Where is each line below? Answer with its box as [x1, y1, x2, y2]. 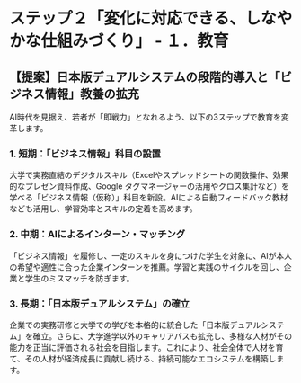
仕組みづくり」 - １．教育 [40, 31, 229, 51]
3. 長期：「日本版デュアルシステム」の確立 [9, 298, 190, 310]
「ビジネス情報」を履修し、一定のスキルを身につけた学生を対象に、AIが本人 [9, 250, 292, 261]
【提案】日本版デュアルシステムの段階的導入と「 [9, 69, 280, 85]
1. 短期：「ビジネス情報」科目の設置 [9, 147, 162, 160]
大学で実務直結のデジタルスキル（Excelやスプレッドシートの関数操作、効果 [9, 170, 289, 181]
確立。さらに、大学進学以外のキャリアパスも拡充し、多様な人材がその [32, 330, 293, 342]
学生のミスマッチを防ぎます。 [24, 272, 135, 283]
